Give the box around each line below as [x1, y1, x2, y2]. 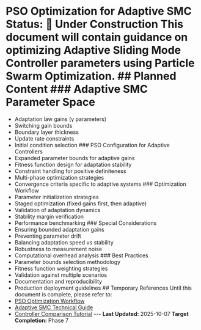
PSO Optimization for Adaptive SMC [5, 4, 192, 18]
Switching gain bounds [14, 122, 73, 129]
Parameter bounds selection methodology [14, 258, 120, 265]
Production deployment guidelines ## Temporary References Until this [14, 284, 192, 291]
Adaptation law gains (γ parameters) [14, 115, 107, 123]
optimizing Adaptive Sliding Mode [5, 43, 181, 57]
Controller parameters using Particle [5, 56, 195, 70]
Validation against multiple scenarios [14, 271, 108, 279]
